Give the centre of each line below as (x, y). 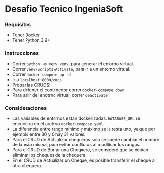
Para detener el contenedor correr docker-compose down (68, 90)
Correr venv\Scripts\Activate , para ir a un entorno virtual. (71, 69)
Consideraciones (26, 108)
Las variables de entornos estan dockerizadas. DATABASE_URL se (76, 118)
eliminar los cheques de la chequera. (50, 155)
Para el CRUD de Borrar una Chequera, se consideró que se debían (80, 150)
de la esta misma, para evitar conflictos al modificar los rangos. (76, 145)
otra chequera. (27, 166)
